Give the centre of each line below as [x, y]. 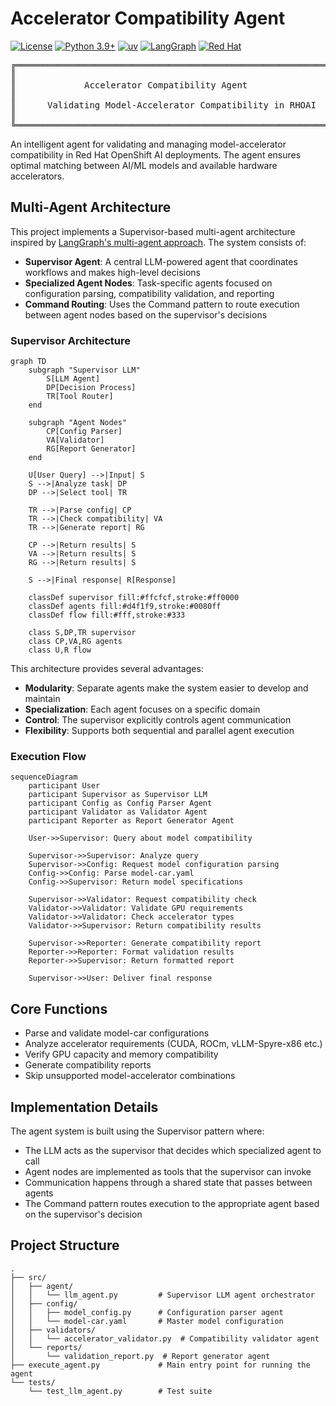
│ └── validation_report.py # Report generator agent [140, 1356]
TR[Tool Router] [80, 397]
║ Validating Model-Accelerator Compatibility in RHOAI [163, 105]
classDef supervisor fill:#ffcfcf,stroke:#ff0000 [134, 598]
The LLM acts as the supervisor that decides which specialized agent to [173, 1150]
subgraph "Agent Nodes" [78, 423]
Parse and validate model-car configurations [117, 1033]
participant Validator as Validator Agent [118, 812]
